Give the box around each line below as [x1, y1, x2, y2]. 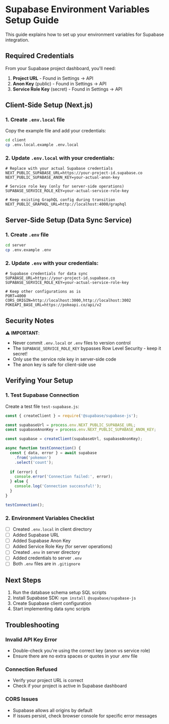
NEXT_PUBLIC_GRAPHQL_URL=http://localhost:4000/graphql [5, 202, 127, 207]
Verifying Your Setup [5, 376, 74, 385]
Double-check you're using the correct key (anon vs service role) [12, 647, 151, 653]
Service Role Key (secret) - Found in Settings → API [12, 86, 123, 92]
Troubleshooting [5, 620, 60, 629]
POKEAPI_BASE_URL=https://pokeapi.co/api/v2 [5, 303, 102, 308]
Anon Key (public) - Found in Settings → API [12, 80, 107, 86]
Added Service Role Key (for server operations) [12, 544, 113, 550]
